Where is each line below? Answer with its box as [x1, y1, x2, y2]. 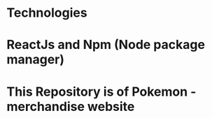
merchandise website [6, 98, 135, 115]
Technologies [6, 5, 88, 21]
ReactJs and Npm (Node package [6, 37, 206, 53]
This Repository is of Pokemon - [6, 84, 197, 99]
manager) [6, 52, 64, 68]
